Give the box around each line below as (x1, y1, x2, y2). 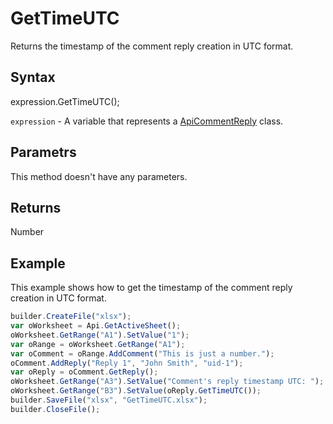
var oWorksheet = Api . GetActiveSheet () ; (10, 321, 182, 331)
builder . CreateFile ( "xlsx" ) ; (10, 312, 132, 322)
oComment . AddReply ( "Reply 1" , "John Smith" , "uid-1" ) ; (10, 358, 244, 368)
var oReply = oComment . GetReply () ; (10, 367, 159, 377)
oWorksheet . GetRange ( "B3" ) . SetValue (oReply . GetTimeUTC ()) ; (10, 386, 262, 396)
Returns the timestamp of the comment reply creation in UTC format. (10, 40, 294, 52)
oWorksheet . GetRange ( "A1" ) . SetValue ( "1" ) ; (10, 330, 190, 340)
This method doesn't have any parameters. (10, 170, 188, 182)
